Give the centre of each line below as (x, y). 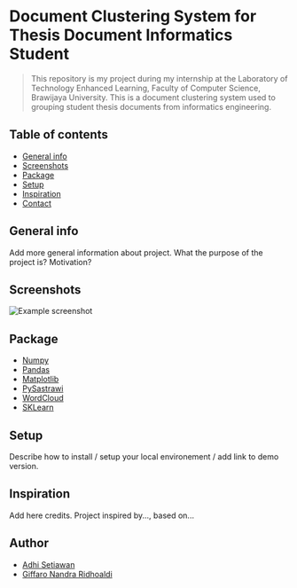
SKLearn (38, 408)
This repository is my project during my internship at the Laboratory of (159, 78)
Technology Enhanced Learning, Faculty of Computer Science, (146, 88)
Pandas (36, 370)
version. (24, 466)
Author (29, 543)
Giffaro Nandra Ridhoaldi (67, 574)
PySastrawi (43, 388)
